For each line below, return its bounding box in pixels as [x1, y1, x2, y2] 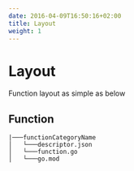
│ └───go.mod [8, 155, 60, 163]
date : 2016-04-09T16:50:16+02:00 [8, 11, 122, 20]
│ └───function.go [8, 147, 79, 156]
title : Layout [8, 19, 57, 28]
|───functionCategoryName [8, 134, 96, 142]
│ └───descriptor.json [8, 141, 93, 149]
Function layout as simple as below [8, 88, 126, 98]
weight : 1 [8, 27, 42, 35]
